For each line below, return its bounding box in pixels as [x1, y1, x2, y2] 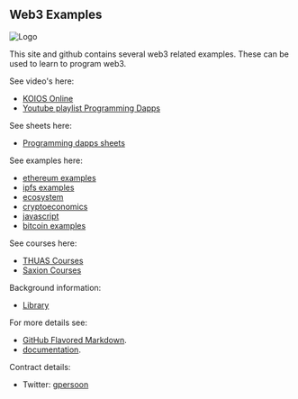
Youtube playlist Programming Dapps [22, 103, 160, 113]
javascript [22, 211, 59, 222]
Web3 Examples [9, 7, 103, 23]
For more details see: [9, 317, 88, 328]
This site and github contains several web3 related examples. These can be [9, 49, 290, 59]
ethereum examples [22, 172, 96, 183]
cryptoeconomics [22, 201, 88, 212]
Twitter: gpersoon [22, 378, 89, 390]
